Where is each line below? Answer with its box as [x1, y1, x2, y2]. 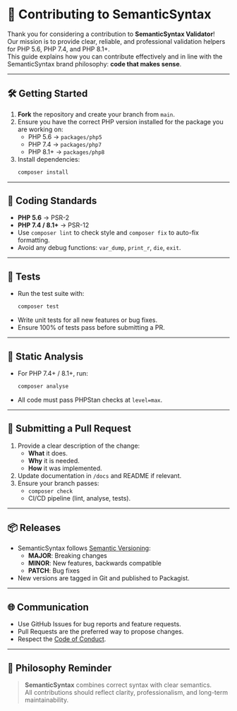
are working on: [17, 125, 63, 133]
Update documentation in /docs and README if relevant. [17, 471, 182, 479]
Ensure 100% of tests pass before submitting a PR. [17, 323, 165, 332]
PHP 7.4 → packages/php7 [28, 140, 102, 148]
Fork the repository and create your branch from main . [17, 109, 175, 119]
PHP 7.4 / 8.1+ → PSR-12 [17, 221, 90, 229]
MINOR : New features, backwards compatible [28, 559, 162, 568]
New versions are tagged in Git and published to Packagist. [17, 574, 190, 582]
